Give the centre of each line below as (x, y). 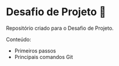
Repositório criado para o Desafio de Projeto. (60, 28)
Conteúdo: (19, 39)
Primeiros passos (35, 51)
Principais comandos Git (44, 57)
